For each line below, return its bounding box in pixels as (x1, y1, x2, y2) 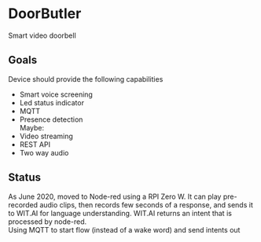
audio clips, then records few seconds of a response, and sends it (39, 200, 253, 209)
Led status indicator (19, 97, 85, 107)
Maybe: (19, 123, 45, 132)
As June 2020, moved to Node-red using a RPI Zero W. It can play (8, 192, 222, 201)
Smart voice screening (19, 90, 93, 99)
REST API (19, 139, 51, 149)
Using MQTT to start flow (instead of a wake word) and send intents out (8, 225, 241, 234)
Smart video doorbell (8, 31, 76, 40)
